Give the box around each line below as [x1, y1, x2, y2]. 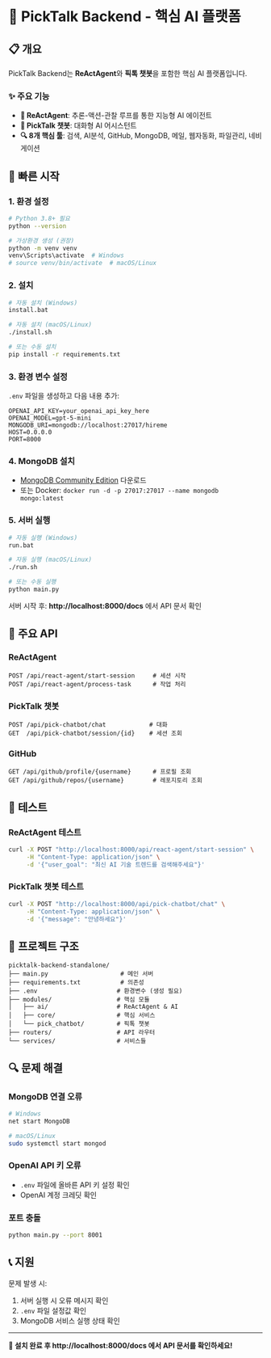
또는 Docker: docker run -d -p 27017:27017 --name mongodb [19, 486, 219, 496]
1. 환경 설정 [8, 196, 49, 207]
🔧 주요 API [8, 627, 58, 641]
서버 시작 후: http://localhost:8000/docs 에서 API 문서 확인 [8, 601, 202, 610]
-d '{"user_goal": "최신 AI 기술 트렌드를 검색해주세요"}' [26, 860, 206, 869]
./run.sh [8, 563, 38, 571]
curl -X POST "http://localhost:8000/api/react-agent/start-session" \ [8, 846, 254, 854]
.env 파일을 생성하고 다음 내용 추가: [8, 391, 119, 401]
